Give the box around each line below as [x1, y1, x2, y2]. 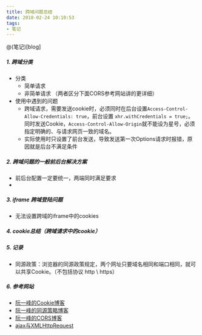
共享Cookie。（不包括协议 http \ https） [20, 268, 118, 275]
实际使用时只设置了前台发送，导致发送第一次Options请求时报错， [24, 135, 187, 143]
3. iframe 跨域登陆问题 [6, 195, 63, 203]
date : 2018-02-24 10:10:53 [6, 15, 75, 21]
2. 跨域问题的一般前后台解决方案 [6, 158, 87, 165]
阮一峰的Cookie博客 [15, 299, 66, 306]
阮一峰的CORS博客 [15, 314, 62, 322]
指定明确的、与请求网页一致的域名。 [24, 128, 115, 135]
